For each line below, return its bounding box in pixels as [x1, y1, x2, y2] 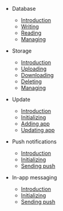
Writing [20, 23, 39, 30]
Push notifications [11, 138, 57, 145]
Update [11, 96, 31, 103]
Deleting [20, 78, 42, 85]
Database [11, 5, 36, 12]
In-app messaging [11, 174, 58, 181]
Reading [20, 29, 42, 36]
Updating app [20, 127, 55, 133]
